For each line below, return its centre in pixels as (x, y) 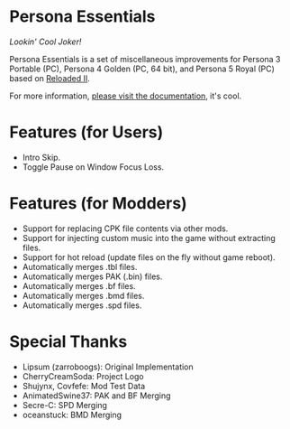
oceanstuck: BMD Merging (72, 415)
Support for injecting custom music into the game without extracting (149, 238)
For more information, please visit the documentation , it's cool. (126, 96)
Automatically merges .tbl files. (80, 266)
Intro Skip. (41, 157)
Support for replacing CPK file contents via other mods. (125, 228)
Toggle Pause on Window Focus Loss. (93, 167)
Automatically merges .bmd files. (83, 295)
